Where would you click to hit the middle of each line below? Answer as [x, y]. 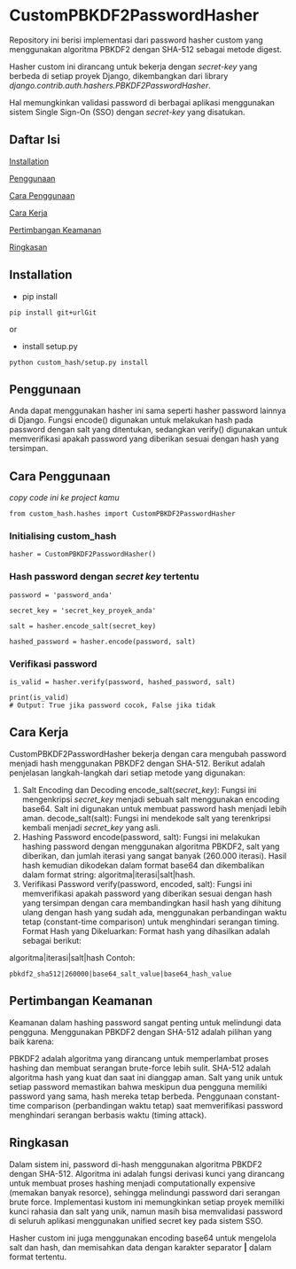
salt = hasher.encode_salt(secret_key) [83, 626]
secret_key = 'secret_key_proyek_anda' [83, 611]
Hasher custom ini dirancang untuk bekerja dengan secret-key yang [133, 66]
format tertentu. [38, 1257]
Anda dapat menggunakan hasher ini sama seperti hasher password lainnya [148, 411]
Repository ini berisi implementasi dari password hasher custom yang [136, 40]
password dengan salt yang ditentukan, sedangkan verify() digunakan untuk [148, 430]
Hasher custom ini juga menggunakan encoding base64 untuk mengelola [143, 1238]
